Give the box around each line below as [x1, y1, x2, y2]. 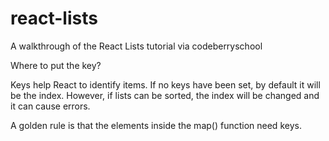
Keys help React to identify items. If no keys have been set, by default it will [10, 78, 321, 91]
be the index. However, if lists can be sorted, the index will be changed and [10, 89, 320, 101]
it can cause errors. [10, 100, 91, 112]
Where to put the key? [10, 59, 102, 71]
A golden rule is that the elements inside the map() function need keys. [10, 119, 302, 131]
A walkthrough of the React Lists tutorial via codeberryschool [10, 40, 263, 52]
